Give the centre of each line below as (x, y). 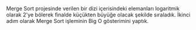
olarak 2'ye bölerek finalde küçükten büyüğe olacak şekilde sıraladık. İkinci (98, 15)
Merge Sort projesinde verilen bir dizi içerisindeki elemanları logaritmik (93, 9)
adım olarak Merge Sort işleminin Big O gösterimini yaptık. (77, 21)
